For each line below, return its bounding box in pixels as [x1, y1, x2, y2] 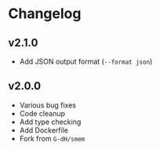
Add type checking [19, 117, 82, 126]
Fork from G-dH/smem [19, 134, 85, 143]
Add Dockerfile [19, 125, 69, 134]
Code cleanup [19, 108, 65, 118]
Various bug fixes [19, 100, 77, 110]
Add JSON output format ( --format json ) [19, 57, 153, 66]
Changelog [8, 5, 82, 23]
